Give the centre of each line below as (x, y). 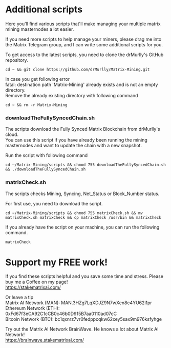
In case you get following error (38, 79)
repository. (17, 60)
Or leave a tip (19, 298)
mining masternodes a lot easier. (40, 29)
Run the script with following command (47, 155)
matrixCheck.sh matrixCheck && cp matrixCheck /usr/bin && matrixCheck (83, 217)
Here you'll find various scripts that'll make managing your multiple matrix (83, 24)
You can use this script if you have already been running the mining (76, 140)
